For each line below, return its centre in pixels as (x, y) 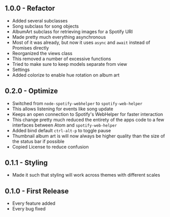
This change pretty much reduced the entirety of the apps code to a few (88, 119)
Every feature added (34, 203)
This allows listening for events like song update (63, 109)
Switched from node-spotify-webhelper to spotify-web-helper (77, 103)
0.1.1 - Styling (26, 163)
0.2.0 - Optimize (31, 91)
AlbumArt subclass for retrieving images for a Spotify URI (72, 31)
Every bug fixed (29, 209)
